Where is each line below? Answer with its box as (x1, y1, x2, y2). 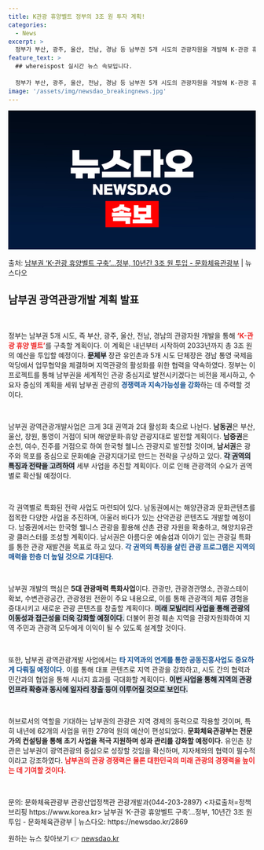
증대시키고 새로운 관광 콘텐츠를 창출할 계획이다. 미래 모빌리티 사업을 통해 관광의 (8, 603, 250, 613)
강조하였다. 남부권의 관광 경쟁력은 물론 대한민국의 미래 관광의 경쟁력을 (28, 755, 241, 765)
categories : (8, 20, 47, 29)
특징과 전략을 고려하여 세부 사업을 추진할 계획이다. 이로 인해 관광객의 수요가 (8, 460, 238, 471)
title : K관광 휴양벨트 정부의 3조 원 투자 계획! (8, 13, 145, 20)
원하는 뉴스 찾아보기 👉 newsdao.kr (8, 834, 119, 843)
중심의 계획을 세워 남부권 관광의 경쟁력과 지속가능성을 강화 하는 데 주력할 (22, 379, 243, 389)
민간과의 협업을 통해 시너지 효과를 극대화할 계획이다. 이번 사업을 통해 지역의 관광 (8, 674, 252, 683)
